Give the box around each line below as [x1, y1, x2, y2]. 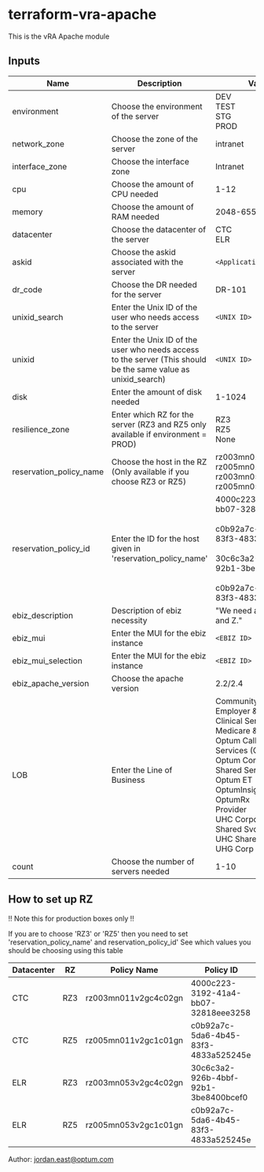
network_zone [12, 138, 64, 149]
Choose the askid [111, 247, 176, 258]
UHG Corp [215, 843, 254, 854]
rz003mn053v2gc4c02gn [85, 1077, 183, 1088]
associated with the [111, 256, 184, 267]
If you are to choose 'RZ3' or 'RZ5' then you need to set [8, 929, 189, 938]
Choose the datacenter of [111, 224, 207, 235]
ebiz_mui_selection [12, 655, 82, 666]
